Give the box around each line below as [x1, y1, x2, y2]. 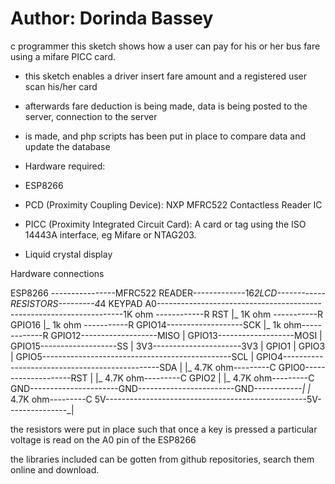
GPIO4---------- [256, 350, 324, 362]
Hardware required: [24, 160, 106, 172]
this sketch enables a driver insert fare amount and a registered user [24, 70, 308, 82]
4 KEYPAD [99, 297, 143, 309]
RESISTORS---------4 [10, 297, 101, 309]
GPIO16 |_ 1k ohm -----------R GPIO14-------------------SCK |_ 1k [10, 318, 282, 331]
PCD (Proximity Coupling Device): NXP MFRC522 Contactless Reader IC [24, 198, 323, 211]
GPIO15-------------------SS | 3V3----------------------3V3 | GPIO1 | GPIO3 [10, 340, 326, 352]
